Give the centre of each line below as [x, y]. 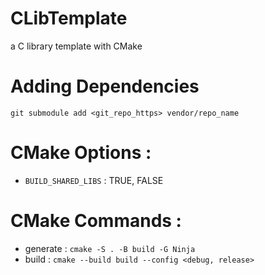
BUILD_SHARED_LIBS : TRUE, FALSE [94, 180]
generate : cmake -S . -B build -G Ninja [110, 248]
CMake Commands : [96, 221]
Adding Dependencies [105, 86]
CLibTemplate [69, 18]
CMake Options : [81, 153]
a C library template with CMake [76, 46]
